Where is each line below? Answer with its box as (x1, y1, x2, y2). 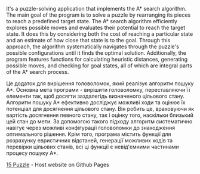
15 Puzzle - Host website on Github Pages (6, 161, 109, 168)
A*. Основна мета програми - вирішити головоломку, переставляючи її (6, 86, 190, 93)
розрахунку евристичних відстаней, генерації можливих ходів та (6, 137, 173, 144)
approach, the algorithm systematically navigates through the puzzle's (6, 43, 179, 50)
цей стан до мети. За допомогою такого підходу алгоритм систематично (6, 118, 193, 125)
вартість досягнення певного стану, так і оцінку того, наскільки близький (6, 111, 194, 119)
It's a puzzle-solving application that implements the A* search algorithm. (6, 5, 187, 12)
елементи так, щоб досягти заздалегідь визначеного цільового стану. (6, 92, 185, 100)
